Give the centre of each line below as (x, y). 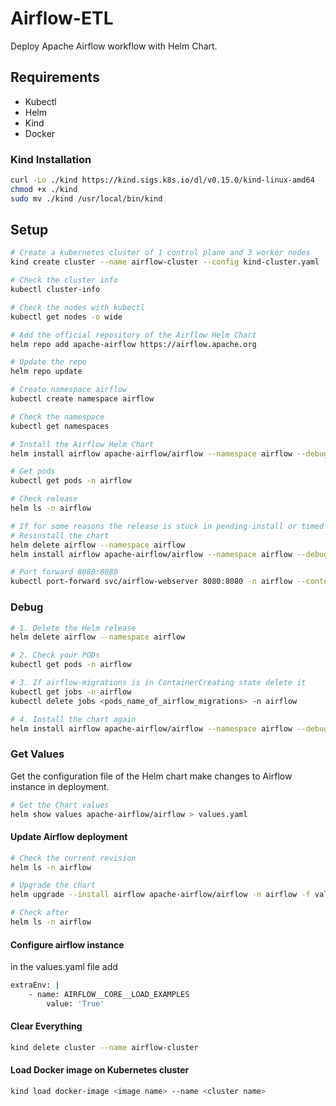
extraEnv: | (35, 985)
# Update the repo (48, 362)
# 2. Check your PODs (55, 655)
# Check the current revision (73, 858)
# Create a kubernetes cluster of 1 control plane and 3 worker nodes (160, 253)
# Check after (40, 913)
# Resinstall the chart (60, 535)
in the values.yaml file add (64, 967)
